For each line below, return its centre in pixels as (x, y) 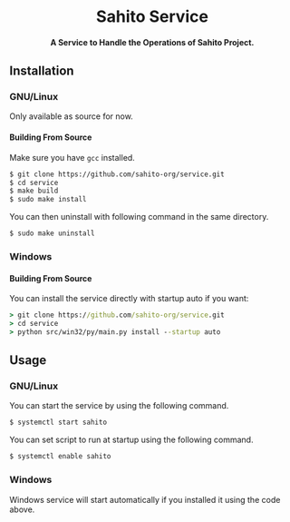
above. (22, 509)
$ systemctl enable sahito (60, 457)
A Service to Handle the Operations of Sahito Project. (152, 42)
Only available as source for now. (71, 116)
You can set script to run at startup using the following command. (131, 440)
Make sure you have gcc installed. (72, 157)
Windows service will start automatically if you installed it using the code (145, 499)
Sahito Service (152, 17)
